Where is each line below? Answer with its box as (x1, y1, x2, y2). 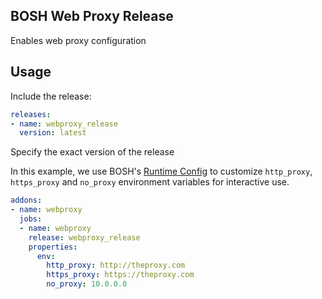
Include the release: (10, 90, 92, 102)
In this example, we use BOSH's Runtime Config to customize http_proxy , (10, 165, 313, 178)
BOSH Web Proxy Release (10, 8, 174, 25)
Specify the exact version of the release (10, 146, 175, 158)
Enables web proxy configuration (10, 34, 147, 46)
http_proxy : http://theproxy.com (46, 260, 186, 271)
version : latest (19, 128, 87, 138)
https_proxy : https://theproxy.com (46, 270, 195, 280)
